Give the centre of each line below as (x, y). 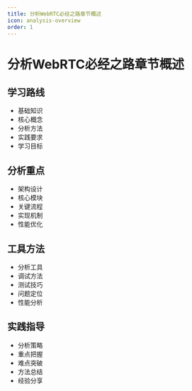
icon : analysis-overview (44, 21)
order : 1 (20, 27)
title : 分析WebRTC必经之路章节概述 (54, 14)
